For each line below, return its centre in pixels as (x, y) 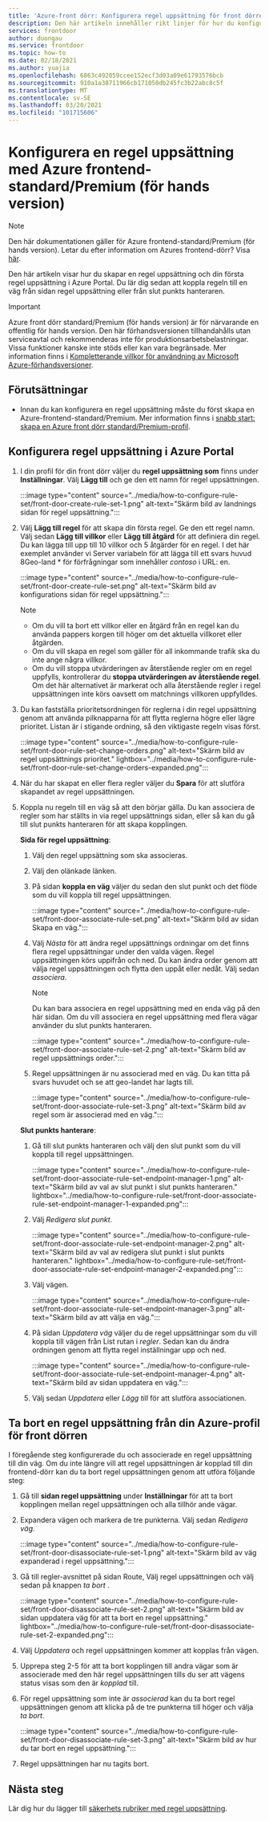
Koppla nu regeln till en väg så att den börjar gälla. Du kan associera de (137, 807)
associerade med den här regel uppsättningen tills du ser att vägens (132, 1675)
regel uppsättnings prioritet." (67, 758)
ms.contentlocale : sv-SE (50, 98)
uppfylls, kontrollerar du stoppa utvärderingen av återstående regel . (146, 677)
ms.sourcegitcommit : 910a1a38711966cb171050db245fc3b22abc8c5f (116, 83)
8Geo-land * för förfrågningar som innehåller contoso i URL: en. (125, 562)
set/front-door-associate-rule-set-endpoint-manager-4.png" (132, 1374)
